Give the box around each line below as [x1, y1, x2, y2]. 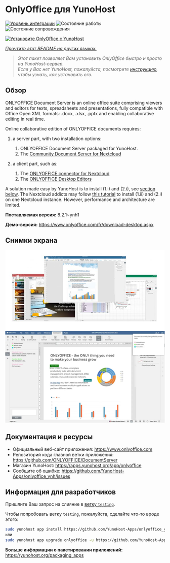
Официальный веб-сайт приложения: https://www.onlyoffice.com [12, 446, 153, 452]
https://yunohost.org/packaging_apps [5, 552, 84, 558]
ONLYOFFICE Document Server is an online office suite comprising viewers [5, 100, 162, 106]
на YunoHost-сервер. [17, 60, 64, 67]
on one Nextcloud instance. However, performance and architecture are [5, 196, 155, 203]
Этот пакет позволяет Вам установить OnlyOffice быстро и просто [17, 55, 162, 61]
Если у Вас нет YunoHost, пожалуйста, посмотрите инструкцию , [17, 66, 158, 72]
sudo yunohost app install [5, 527, 62, 532]
